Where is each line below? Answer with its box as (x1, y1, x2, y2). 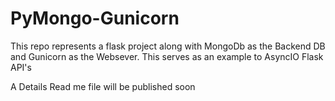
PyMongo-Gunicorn (10, 7, 180, 30)
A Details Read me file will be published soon (10, 80, 196, 92)
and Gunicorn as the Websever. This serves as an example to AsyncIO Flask (10, 50, 324, 62)
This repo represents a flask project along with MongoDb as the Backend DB (10, 40, 326, 52)
